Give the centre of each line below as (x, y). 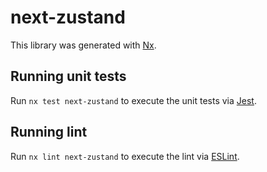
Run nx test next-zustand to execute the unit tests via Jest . (133, 100)
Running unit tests (68, 76)
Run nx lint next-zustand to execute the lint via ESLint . (125, 156)
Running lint (49, 132)
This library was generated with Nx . (83, 45)
